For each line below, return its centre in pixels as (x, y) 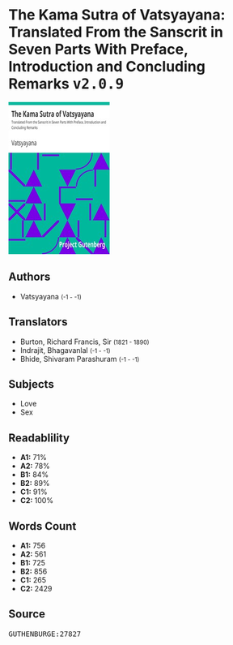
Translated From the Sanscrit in (116, 32)
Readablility (39, 438)
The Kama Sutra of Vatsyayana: (117, 15)
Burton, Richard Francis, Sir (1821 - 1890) (85, 342)
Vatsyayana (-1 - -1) (51, 296)
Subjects (31, 384)
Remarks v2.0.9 (66, 84)
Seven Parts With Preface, (98, 49)
